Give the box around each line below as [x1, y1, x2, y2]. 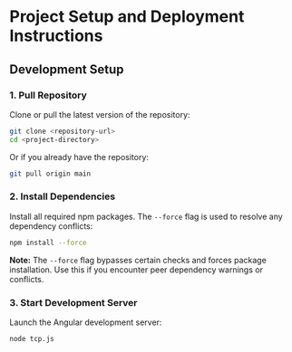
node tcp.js [9, 334, 54, 343]
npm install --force [9, 238, 88, 247]
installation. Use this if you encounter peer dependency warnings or [9, 264, 263, 275]
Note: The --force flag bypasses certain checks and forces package [9, 254, 268, 265]
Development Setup [9, 62, 124, 77]
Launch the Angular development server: [9, 317, 162, 328]
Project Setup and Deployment [9, 6, 245, 27]
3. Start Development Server [9, 296, 138, 309]
